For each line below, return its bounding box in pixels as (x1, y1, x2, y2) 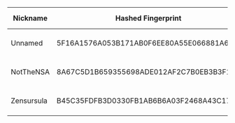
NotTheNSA (10, 67, 50, 76)
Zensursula (10, 96, 48, 106)
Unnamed (10, 38, 43, 48)
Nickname (13, 13, 48, 23)
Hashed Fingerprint (115, 13, 182, 23)
